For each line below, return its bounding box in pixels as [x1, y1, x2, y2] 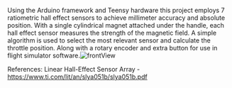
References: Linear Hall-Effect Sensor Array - [7, 65, 140, 73]
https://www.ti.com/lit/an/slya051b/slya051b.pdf [7, 72, 148, 81]
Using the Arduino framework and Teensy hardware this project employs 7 [7, 6, 225, 14]
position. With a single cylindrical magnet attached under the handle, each [7, 21, 225, 29]
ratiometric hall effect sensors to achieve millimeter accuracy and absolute [7, 13, 226, 22]
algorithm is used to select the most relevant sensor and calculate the [7, 36, 211, 45]
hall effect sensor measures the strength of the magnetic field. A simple [7, 28, 217, 37]
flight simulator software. [7, 51, 80, 60]
